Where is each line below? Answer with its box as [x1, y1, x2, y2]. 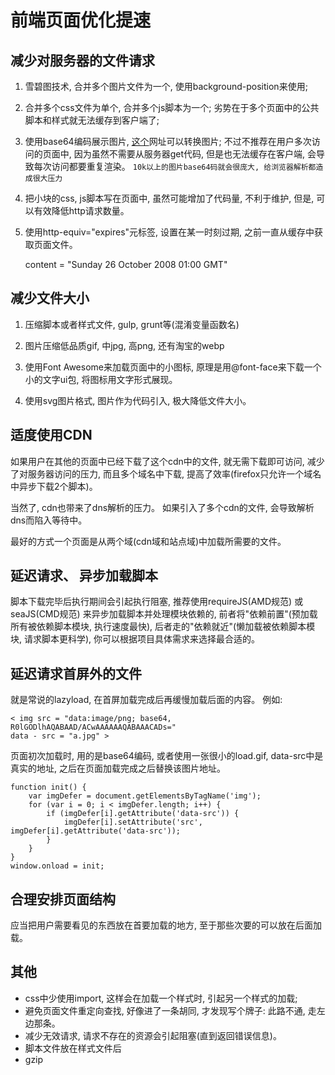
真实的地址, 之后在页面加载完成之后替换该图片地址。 [10, 762, 226, 775]
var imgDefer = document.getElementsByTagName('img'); [28, 791, 262, 801]
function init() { [10, 782, 87, 793]
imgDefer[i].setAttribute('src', [63, 817, 203, 828]
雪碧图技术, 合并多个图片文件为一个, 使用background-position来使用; [24, 81, 308, 92]
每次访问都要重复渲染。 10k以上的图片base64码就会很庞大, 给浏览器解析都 [33, 161, 317, 172]
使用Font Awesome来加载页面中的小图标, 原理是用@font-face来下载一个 [24, 361, 322, 373]
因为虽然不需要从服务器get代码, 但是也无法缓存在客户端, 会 [73, 148, 317, 160]
